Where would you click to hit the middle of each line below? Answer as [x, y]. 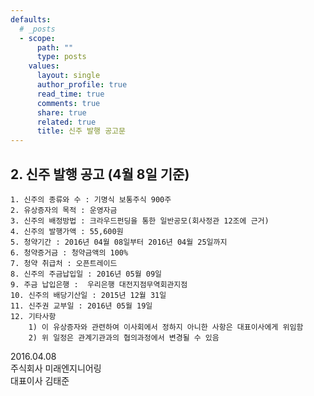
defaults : [31, 19]
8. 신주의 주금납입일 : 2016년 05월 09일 [86, 274]
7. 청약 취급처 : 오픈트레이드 [64, 263]
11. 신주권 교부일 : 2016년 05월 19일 [81, 306]
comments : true [68, 103]
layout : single [68, 76]
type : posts [61, 57]
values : [44, 66]
